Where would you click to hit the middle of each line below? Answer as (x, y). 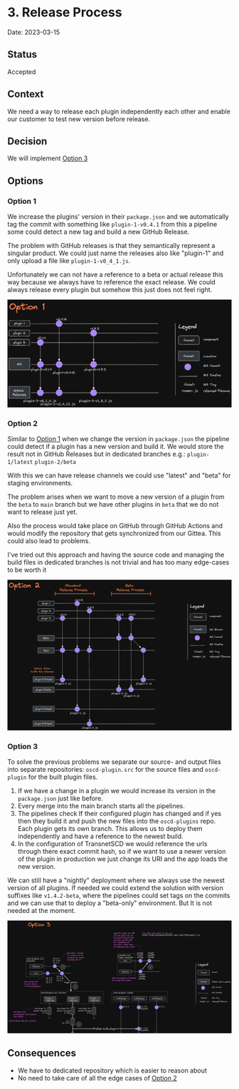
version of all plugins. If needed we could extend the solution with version (116, 887)
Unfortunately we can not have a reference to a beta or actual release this (116, 274)
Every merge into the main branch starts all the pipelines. (101, 805)
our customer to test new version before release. (79, 119)
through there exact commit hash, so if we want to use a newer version (122, 851)
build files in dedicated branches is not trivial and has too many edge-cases (118, 562)
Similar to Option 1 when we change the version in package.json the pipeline (118, 439)
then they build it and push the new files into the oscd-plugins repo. (117, 821)
